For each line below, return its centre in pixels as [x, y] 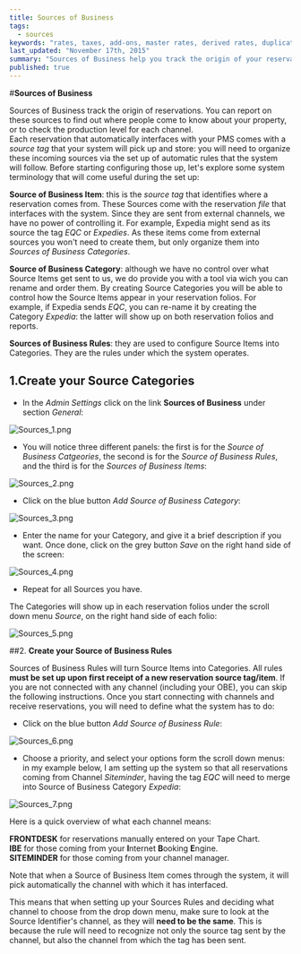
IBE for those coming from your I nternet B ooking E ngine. [114, 848]
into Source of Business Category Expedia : [102, 786]
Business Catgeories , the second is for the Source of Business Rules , [150, 456]
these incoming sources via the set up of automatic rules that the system [144, 158]
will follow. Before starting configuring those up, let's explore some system [147, 168]
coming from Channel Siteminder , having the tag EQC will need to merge [156, 777]
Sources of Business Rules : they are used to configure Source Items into [144, 343]
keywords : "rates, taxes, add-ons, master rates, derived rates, [133, 43]
